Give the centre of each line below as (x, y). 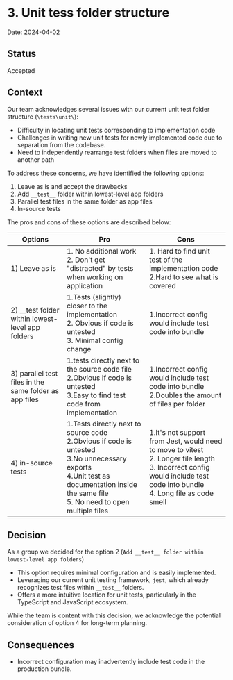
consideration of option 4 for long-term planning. (77, 623)
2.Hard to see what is (183, 277)
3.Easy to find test (96, 395)
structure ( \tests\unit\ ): (43, 117)
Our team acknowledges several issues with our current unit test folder (109, 109)
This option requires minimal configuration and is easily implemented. (116, 573)
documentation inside (102, 484)
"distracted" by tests (100, 268)
